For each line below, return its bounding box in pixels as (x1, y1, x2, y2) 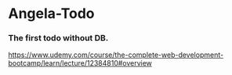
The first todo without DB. (8, 33, 109, 44)
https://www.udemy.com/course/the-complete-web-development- (8, 50, 224, 59)
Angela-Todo (8, 5, 95, 23)
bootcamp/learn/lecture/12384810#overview (8, 59, 153, 68)
